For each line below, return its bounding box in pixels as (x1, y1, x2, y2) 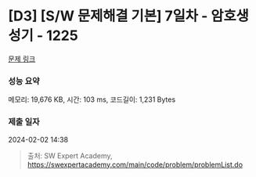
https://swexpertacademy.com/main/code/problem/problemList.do (27, 160, 243, 169)
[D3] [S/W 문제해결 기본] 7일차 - (8, 7, 208, 25)
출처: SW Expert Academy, (27, 150, 113, 161)
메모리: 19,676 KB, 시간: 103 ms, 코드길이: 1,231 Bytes (8, 95, 176, 104)
